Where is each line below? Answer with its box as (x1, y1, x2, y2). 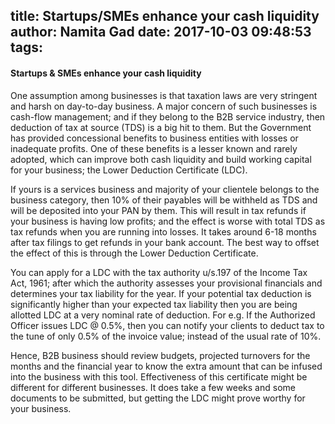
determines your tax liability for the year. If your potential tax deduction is (10, 287, 312, 299)
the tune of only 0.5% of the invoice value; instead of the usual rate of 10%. (10, 330, 322, 342)
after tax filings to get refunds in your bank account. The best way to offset (10, 236, 320, 248)
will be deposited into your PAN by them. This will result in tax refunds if (10, 204, 307, 216)
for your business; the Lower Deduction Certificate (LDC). (10, 164, 248, 176)
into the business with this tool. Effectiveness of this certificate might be (10, 370, 308, 383)
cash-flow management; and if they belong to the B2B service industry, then (10, 110, 326, 123)
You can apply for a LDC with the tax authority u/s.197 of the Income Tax (10, 266, 308, 278)
